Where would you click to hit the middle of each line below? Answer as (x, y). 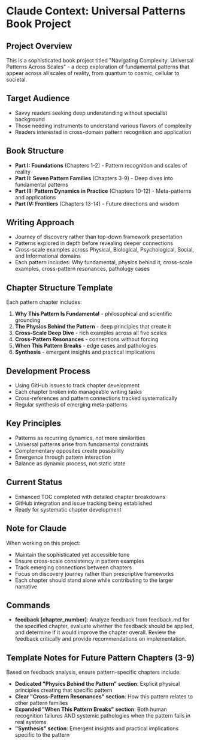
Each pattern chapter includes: (44, 302)
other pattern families (41, 703)
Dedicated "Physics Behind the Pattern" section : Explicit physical (97, 684)
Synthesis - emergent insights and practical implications (85, 352)
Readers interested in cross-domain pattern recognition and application (103, 132)
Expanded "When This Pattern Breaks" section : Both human (91, 709)
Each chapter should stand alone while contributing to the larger (94, 580)
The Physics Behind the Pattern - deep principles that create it (93, 327)
